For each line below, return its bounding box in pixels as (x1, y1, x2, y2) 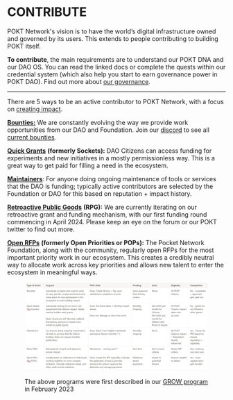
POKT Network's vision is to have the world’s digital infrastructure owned (7, 27, 216, 35)
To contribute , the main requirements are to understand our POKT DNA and (7, 55, 224, 63)
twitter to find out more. (7, 225, 75, 233)
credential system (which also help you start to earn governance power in (7, 70, 218, 78)
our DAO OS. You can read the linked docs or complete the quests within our (7, 62, 226, 71)
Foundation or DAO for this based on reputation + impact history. (7, 189, 192, 198)
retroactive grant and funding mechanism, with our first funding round (7, 210, 207, 219)
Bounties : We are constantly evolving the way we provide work (7, 118, 189, 126)
